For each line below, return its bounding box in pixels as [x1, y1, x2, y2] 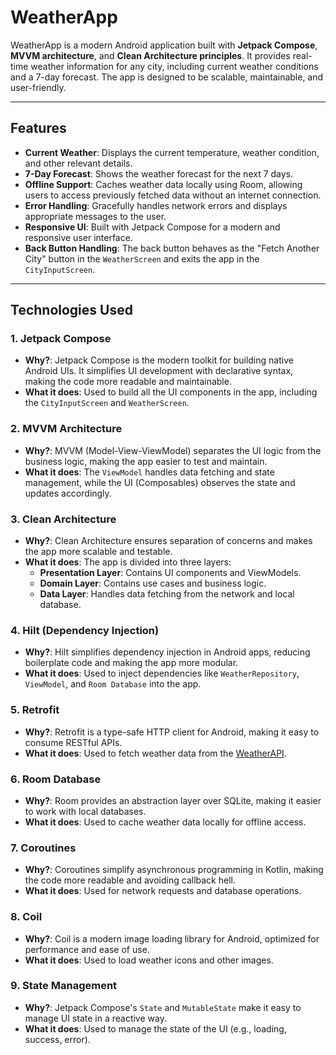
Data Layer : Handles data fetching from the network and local [39, 588, 295, 600]
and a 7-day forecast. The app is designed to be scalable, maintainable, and [10, 71, 324, 83]
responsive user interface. [24, 231, 133, 243]
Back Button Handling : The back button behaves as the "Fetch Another [24, 242, 320, 254]
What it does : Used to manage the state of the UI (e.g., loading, [24, 1022, 287, 1035]
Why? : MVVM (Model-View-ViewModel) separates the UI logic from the [24, 444, 322, 456]
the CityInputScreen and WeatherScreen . [24, 397, 190, 409]
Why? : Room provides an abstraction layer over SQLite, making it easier [24, 794, 322, 806]
